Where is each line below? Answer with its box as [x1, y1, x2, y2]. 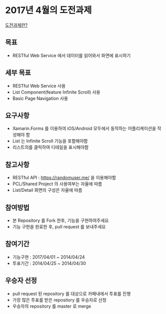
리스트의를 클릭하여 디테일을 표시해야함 [12, 144, 89, 150]
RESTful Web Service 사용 [12, 83, 66, 89]
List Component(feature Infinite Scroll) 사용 [12, 89, 101, 95]
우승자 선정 [5, 276, 37, 285]
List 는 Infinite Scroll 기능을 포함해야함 [12, 138, 88, 144]
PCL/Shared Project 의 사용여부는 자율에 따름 [12, 181, 102, 187]
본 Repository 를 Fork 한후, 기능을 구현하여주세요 [12, 217, 109, 223]
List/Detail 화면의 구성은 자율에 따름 [12, 187, 83, 193]
